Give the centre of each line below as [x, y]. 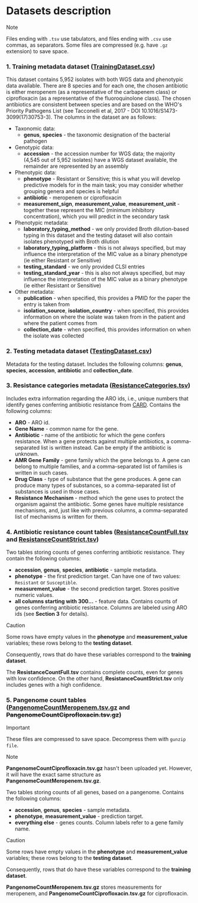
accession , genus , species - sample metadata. [73, 810]
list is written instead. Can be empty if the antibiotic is [106, 447]
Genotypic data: [34, 147]
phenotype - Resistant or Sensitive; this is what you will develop [102, 179]
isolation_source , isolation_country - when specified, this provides [106, 311]
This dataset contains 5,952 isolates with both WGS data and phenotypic [95, 79]
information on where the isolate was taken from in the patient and [104, 317]
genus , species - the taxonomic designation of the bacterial [97, 135]
